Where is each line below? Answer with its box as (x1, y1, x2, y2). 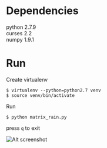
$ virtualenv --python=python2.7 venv (6, 87, 101, 93)
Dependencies (6, 4, 79, 18)
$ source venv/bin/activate (6, 92, 75, 98)
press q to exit (6, 125, 40, 132)
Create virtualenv (6, 76, 48, 83)
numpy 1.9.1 (6, 36, 34, 43)
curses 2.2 (6, 29, 32, 36)
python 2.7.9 (6, 23, 36, 31)
